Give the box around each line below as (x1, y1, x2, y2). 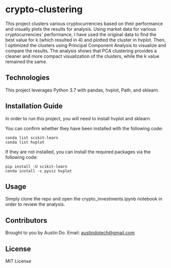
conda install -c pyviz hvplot (5, 168, 72, 173)
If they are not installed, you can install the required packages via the (5, 148, 151, 154)
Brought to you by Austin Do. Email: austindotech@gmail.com (5, 230, 135, 236)
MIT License (5, 258, 32, 264)
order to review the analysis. (5, 201, 66, 208)
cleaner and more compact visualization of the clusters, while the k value (5, 53, 160, 59)
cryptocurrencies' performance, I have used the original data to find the (5, 31, 157, 37)
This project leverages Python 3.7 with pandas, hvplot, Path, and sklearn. (5, 87, 160, 93)
